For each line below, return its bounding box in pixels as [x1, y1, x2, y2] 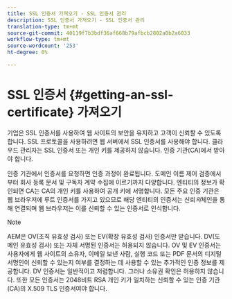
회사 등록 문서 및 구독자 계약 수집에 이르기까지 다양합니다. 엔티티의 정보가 [19, 178, 218, 186]
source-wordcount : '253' [7, 42, 79, 49]
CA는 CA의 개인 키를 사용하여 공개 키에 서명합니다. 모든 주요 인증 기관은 [25, 187, 220, 195]
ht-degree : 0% [7, 49, 48, 56]
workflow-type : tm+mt [7, 36, 70, 43]
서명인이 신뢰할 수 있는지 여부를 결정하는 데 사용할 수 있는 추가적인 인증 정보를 [7, 258, 218, 266]
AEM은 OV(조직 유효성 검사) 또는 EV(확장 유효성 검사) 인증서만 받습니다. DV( [7, 232, 215, 240]
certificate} [7, 105, 75, 120]
